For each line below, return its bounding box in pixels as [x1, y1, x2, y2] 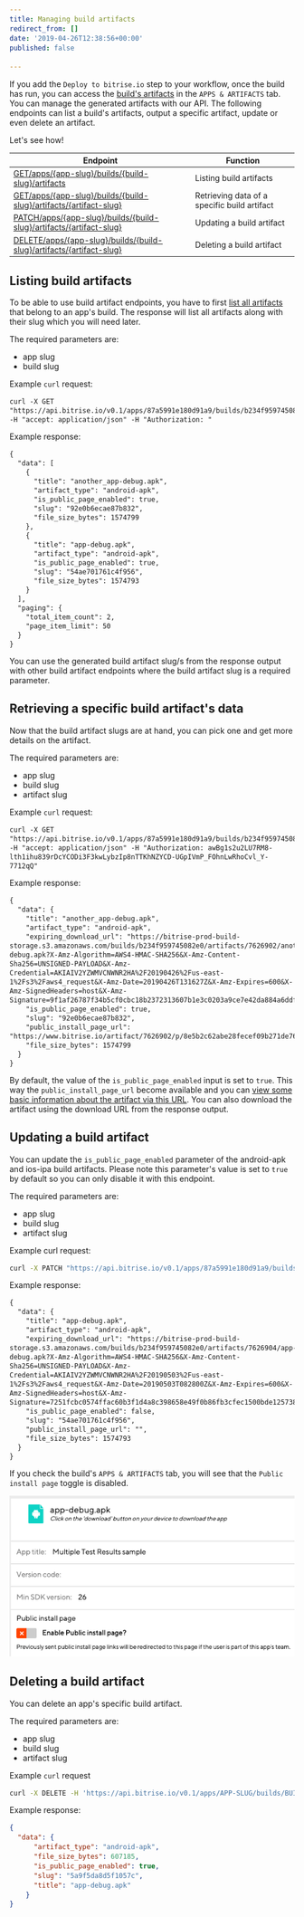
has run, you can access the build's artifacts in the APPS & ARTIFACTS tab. [9, 89, 281, 100]
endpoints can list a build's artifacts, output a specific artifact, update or [9, 108, 279, 119]
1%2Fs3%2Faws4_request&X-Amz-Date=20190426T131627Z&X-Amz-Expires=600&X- [9, 978, 294, 987]
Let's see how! [9, 135, 64, 146]
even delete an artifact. [9, 118, 96, 129]
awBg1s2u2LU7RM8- [207, 843, 273, 853]
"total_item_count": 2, [25, 612, 116, 622]
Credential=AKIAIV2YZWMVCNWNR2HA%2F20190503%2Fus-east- [9, 1371, 224, 1380]
